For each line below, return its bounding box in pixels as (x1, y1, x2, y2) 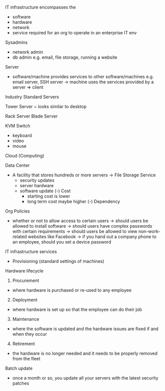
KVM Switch (5, 123, 31, 129)
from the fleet (12, 356, 41, 362)
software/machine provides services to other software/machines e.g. (12, 74, 154, 79)
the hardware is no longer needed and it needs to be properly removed (12, 351, 158, 356)
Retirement (12, 341, 35, 347)
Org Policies (5, 208, 30, 214)
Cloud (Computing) (5, 153, 45, 158)
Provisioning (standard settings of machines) (12, 259, 104, 264)
